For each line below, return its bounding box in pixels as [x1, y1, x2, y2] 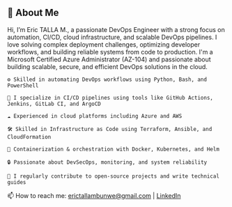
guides [7, 178, 26, 185]
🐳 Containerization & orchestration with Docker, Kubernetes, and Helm [7, 146, 219, 153]
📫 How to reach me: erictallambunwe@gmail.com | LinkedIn [7, 191, 181, 199]
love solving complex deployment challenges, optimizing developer [7, 40, 201, 49]
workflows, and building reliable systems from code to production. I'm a [7, 47, 214, 56]
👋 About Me [7, 7, 59, 19]
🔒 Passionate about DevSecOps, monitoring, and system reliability [7, 158, 208, 166]
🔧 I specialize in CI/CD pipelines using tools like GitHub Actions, [7, 94, 214, 101]
